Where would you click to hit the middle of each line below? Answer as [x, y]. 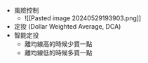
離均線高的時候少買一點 [58, 44]
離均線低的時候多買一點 [58, 52]
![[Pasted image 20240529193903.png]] [83, 18]
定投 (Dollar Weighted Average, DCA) [67, 26]
